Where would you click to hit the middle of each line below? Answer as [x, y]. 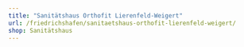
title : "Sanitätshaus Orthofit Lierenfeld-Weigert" [95, 16]
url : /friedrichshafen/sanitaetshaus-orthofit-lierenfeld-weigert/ [122, 23]
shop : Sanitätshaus [41, 30]
